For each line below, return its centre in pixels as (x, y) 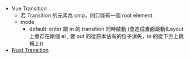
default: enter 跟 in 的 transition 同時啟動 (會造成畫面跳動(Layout (106, 29)
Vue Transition (29, 8)
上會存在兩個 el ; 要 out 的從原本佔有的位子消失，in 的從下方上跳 (106, 36)
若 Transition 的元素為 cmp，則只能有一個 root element (87, 15)
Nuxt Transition (30, 50)
